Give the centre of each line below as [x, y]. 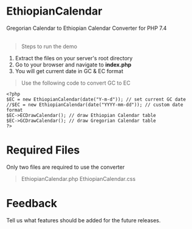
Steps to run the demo [49, 46]
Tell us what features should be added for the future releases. [84, 220]
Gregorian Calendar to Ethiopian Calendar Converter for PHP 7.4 [87, 28]
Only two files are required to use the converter [66, 167]
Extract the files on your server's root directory [74, 58]
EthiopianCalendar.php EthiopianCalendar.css [78, 178]
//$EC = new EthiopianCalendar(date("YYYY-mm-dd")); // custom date [95, 105]
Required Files [43, 150]
